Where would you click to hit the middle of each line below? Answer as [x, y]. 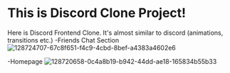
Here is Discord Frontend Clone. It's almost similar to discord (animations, [115, 33]
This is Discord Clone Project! [97, 13]
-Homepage [25, 61]
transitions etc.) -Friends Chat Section [63, 40]
